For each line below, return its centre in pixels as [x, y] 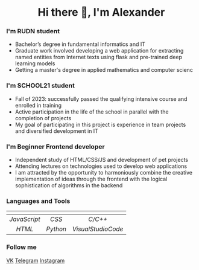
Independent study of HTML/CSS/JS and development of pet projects [102, 160]
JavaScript [25, 219]
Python [56, 229]
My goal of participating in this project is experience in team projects [100, 124]
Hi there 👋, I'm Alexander [101, 12]
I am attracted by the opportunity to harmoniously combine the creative [104, 173]
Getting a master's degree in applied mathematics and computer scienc [104, 70]
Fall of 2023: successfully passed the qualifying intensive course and [101, 98]
